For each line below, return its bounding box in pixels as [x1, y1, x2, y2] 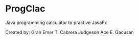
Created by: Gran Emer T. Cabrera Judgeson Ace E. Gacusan [5, 29, 134, 35]
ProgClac [5, 3, 45, 14]
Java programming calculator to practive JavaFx [5, 19, 107, 25]
